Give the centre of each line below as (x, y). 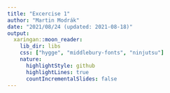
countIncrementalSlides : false (71, 79)
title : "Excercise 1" (39, 14)
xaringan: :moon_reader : (48, 40)
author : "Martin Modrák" (43, 20)
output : (19, 33)
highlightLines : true (57, 72)
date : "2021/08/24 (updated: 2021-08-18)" (70, 27)
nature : (31, 59)
